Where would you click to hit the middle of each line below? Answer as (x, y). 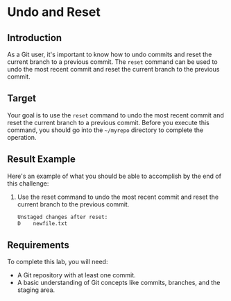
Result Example (42, 160)
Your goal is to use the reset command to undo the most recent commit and (115, 115)
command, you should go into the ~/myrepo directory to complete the (105, 130)
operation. (22, 137)
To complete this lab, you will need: (58, 262)
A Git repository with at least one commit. (76, 275)
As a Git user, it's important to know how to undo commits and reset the (110, 54)
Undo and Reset (54, 12)
